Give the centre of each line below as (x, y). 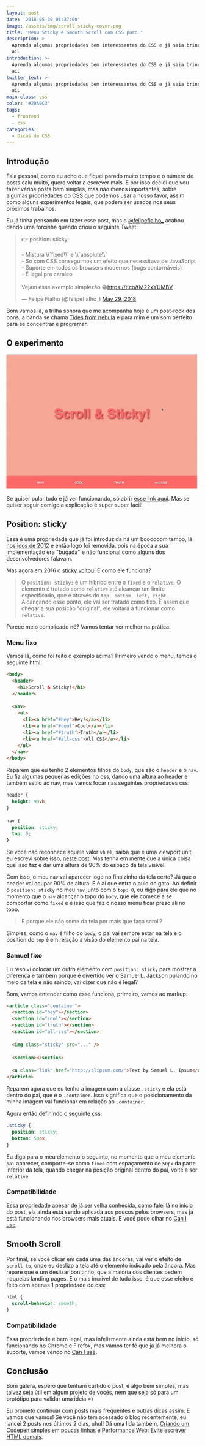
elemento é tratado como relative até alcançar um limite (93, 589)
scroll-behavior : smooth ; (45, 1303)
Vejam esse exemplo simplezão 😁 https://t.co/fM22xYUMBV (97, 287)
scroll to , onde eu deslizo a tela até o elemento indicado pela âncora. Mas (101, 1265)
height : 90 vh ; (30, 802)
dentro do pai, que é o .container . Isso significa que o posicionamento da (99, 1095)
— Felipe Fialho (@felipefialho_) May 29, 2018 (79, 299)
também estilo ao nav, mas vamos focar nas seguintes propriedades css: (98, 783)
